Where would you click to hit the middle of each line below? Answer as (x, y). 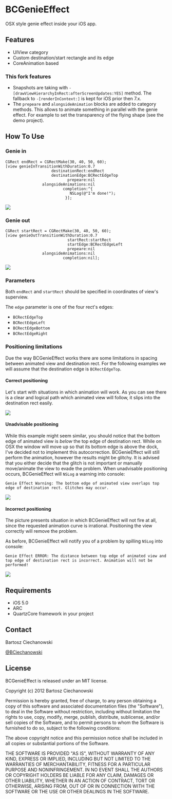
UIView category (31, 52)
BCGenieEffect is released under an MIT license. (56, 681)
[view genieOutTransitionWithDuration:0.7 (51, 236)
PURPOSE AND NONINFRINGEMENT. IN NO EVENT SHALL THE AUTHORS (84, 770)
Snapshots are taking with (40, 88)
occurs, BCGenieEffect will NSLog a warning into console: (65, 474)
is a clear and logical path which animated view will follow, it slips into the (83, 397)
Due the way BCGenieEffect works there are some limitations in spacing (81, 358)
